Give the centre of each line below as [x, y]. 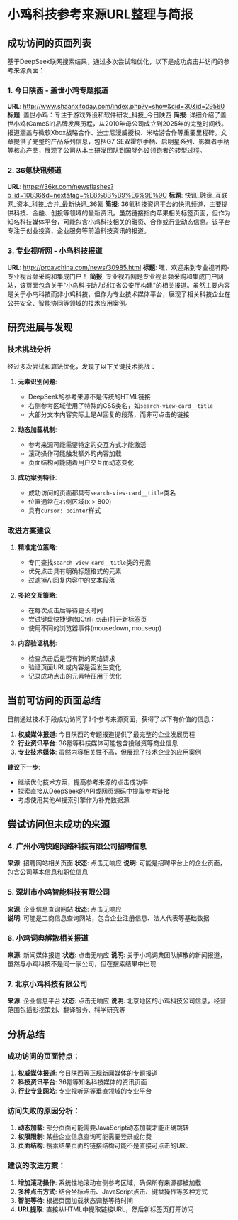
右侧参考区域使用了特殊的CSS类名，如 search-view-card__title [121, 405]
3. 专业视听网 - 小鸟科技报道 [55, 251]
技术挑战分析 [29, 350]
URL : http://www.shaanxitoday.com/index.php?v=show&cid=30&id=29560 [116, 107]
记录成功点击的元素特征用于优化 [75, 676]
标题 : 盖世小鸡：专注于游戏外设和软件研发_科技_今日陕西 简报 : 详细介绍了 [114, 115]
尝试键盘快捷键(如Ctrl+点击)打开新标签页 [87, 619]
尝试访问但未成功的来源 [58, 825]
